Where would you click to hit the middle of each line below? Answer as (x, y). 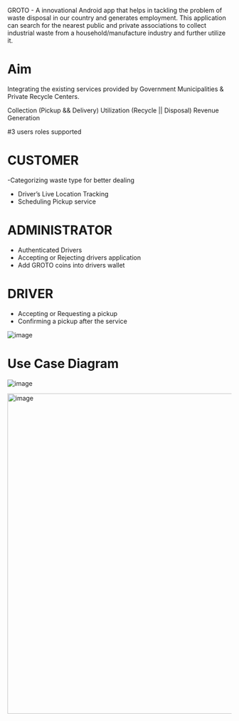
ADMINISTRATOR (60, 230)
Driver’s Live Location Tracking (63, 194)
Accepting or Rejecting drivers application (79, 257)
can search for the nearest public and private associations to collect (107, 25)
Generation (24, 117)
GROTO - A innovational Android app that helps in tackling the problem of (115, 10)
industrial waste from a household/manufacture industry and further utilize (117, 33)
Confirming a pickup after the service (73, 321)
